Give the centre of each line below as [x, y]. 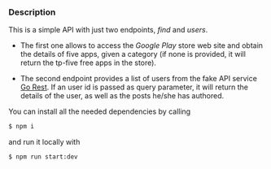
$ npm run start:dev [44, 157]
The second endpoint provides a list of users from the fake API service [139, 79]
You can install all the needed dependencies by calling [100, 111]
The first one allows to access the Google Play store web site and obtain [141, 45]
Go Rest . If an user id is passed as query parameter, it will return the [134, 87]
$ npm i [22, 127]
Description [32, 12]
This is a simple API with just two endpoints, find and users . [108, 30]
